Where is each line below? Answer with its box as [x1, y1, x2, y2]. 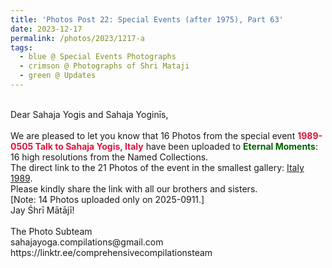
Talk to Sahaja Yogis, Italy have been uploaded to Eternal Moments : [34, 140, 319, 152]
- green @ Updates [19, 71, 97, 81]
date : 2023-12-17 [10, 24, 83, 34]
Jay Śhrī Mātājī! [10, 204, 75, 216]
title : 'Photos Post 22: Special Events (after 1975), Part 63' [10, 14, 284, 25]
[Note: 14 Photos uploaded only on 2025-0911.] [10, 193, 205, 205]
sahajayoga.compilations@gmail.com [10, 236, 164, 248]
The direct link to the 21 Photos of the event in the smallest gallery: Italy [10, 161, 305, 173]
